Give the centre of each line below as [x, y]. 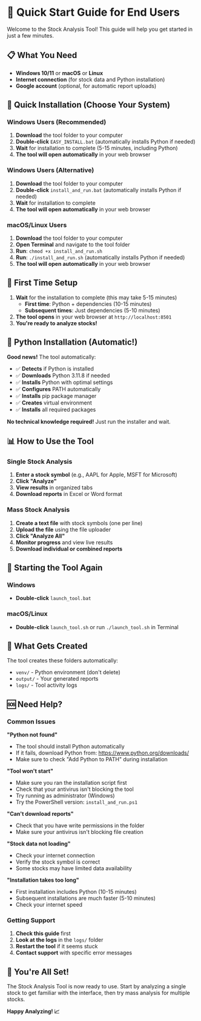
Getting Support [31, 920]
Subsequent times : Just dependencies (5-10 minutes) [92, 310]
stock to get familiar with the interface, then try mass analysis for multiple [98, 993]
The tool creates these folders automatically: [63, 661]
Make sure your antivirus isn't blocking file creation [80, 832]
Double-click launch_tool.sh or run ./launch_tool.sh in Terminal [97, 627]
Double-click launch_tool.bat [53, 598]
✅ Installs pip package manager [56, 395]
